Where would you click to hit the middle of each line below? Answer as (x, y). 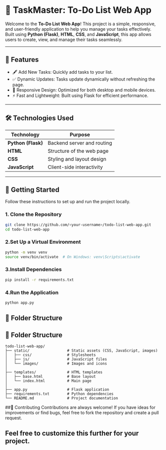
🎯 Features (22, 60)
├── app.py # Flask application (57, 390)
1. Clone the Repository (33, 215)
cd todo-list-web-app (27, 229)
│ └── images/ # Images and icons (56, 364)
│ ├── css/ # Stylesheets (51, 355)
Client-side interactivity (75, 167)
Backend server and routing (80, 143)
